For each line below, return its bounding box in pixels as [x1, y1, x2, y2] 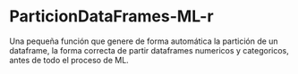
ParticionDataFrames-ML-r [9, 6, 214, 27]
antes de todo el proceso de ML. [9, 54, 130, 65]
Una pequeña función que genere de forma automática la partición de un [9, 36, 279, 46]
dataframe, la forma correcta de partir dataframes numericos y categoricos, [9, 45, 289, 55]
